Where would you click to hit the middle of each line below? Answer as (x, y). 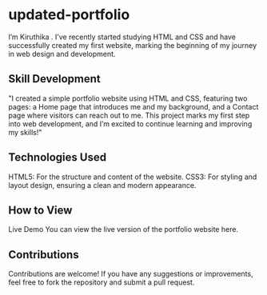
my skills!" (25, 132)
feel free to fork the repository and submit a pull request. (102, 282)
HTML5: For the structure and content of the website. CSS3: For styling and (133, 177)
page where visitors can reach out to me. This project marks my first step (129, 115)
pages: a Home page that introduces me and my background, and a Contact (133, 106)
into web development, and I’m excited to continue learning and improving (130, 124)
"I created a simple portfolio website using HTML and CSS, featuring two (128, 98)
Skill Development (55, 79)
